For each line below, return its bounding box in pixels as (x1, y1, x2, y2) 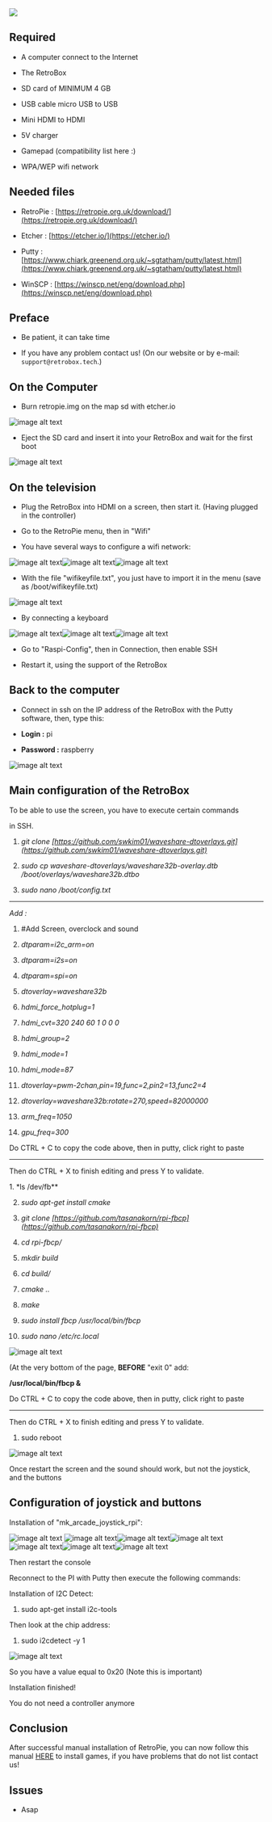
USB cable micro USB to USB (20, 99, 119, 108)
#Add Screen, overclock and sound (20, 924, 139, 934)
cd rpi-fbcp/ (20, 1237, 62, 1247)
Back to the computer (9, 683, 120, 697)
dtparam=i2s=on (20, 955, 77, 964)
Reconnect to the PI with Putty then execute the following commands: (9, 1572, 241, 1582)
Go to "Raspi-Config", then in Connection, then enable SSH (20, 644, 218, 654)
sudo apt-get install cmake (20, 1197, 111, 1207)
